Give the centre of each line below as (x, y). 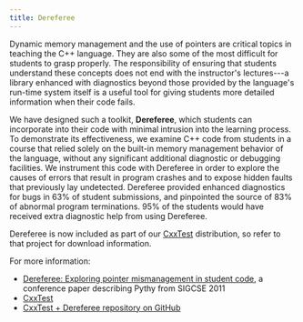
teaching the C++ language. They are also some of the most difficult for (144, 53)
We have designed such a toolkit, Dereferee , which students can (131, 119)
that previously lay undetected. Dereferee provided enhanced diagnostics (147, 186)
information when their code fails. (72, 102)
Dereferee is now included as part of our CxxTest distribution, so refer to (145, 234)
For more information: (50, 261)
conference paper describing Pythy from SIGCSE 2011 (124, 288)
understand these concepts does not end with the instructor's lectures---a (149, 73)
